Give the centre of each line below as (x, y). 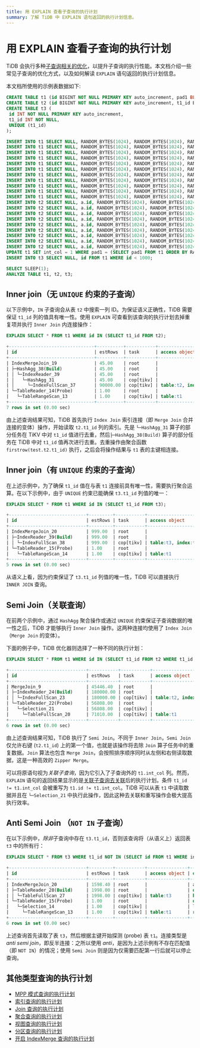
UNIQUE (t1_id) (27, 125)
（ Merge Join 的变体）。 (35, 635)
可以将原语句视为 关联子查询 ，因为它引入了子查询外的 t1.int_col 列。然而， (99, 773)
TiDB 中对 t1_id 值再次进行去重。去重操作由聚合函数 (82, 442)
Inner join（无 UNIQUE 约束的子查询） (73, 294)
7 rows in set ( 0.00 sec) (38, 408)
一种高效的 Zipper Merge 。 (59, 760)
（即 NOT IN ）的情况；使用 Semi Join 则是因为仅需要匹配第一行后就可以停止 (99, 950)
